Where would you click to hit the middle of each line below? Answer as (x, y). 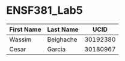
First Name (25, 29)
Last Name (63, 29)
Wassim (20, 39)
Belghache (62, 39)
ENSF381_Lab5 (44, 10)
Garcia (56, 49)
